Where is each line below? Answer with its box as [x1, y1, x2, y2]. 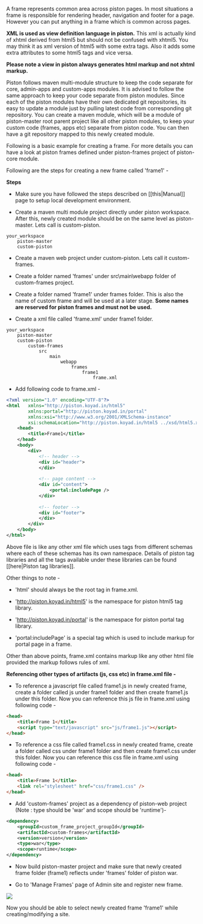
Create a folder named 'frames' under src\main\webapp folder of [14, 273, 176, 279]
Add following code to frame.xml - [14, 385, 101, 393]
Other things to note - [6, 574, 60, 581]
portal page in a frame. [14, 640, 72, 648]
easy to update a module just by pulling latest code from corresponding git [6, 105, 192, 111]
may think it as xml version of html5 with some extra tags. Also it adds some [6, 42, 195, 50]
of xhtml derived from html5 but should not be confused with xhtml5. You [6, 36, 188, 43]
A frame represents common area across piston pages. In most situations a [6, 5, 193, 12]
